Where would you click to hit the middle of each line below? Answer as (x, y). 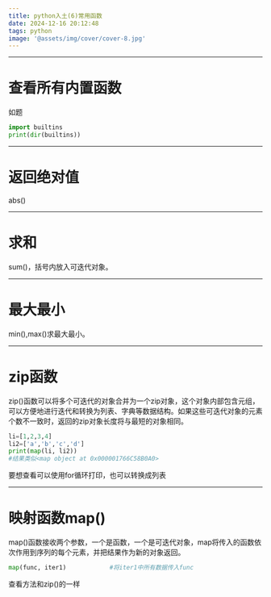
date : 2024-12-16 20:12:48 (54, 23)
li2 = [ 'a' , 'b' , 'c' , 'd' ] (46, 444)
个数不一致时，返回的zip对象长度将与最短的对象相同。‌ (98, 421)
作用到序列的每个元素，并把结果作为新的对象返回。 (100, 553)
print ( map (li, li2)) (43, 451)
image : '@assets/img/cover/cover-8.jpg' (77, 38)
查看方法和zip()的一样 (44, 584)
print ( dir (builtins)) (45, 135)
